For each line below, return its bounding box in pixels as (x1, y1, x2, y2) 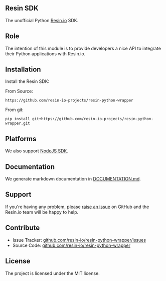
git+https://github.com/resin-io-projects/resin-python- (32, 117, 154, 122)
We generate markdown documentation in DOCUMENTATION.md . (5, 176, 141, 182)
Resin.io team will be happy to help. (5, 209, 79, 215)
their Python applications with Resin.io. (5, 50, 86, 57)
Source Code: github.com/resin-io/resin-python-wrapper (12, 242, 131, 248)
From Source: (5, 88, 34, 95)
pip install (5, 117, 30, 122)
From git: (5, 107, 24, 113)
